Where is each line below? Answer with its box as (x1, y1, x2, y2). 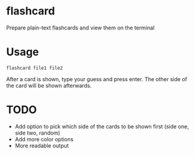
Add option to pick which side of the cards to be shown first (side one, (14, 123, 189, 130)
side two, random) (14, 129, 61, 136)
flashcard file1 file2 (6, 65, 63, 71)
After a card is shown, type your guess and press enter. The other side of (6, 75, 187, 82)
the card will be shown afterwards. (6, 82, 92, 89)
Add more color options (14, 135, 74, 142)
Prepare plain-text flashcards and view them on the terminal (6, 24, 155, 31)
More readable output (14, 142, 69, 149)
